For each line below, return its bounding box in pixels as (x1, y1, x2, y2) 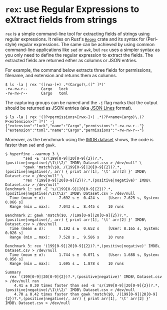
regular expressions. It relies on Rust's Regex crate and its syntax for (5, 36, 145, 42)
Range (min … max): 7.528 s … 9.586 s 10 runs (9, 234, 124, 240)
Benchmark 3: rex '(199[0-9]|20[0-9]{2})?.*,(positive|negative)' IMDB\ (5, 243, 160, 248)
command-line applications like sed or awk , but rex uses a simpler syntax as (5, 47, 160, 53)
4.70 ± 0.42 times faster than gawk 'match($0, (14, 291, 115, 296)
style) (5, 41, 17, 47)
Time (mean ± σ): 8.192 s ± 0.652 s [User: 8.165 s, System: (9, 226, 160, 231)
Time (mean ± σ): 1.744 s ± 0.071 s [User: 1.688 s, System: (9, 252, 160, 257)
